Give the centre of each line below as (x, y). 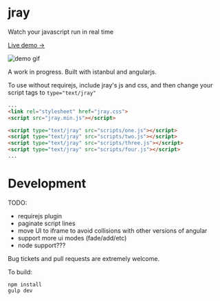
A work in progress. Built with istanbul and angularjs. (82, 72)
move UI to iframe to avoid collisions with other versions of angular (112, 230)
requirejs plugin (40, 216)
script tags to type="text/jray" (52, 92)
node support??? (42, 245)
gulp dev (20, 291)
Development (47, 184)
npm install (25, 284)
